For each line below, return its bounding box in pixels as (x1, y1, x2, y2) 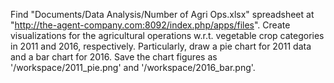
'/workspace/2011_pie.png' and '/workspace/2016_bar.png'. (10, 62, 256, 73)
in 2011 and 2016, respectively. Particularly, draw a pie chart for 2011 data (10, 40, 312, 52)
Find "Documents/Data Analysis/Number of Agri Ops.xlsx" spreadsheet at (10, 9, 315, 20)
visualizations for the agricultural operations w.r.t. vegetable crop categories (10, 30, 325, 41)
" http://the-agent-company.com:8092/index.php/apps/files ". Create (10, 19, 291, 31)
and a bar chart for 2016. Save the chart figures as (10, 51, 218, 63)
